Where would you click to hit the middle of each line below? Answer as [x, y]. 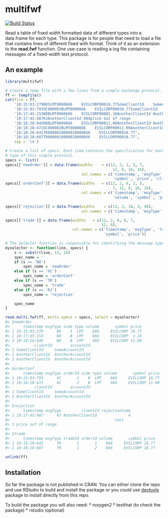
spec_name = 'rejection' [49, 294]
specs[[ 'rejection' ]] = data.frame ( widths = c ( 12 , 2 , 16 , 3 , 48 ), [79, 207]
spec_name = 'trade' [44, 285]
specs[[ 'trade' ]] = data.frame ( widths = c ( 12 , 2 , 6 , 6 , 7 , [70, 220]
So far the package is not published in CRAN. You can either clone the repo [82, 484]
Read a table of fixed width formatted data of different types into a [73, 33]
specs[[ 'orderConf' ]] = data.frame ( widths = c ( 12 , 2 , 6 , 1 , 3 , [75, 184]
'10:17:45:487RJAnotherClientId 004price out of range [72, 118]
